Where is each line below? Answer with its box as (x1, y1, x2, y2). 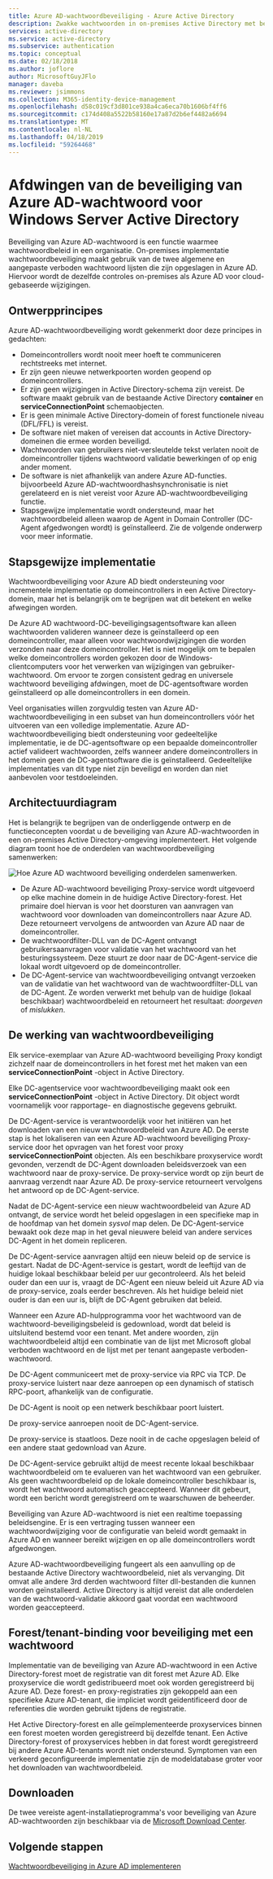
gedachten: (8, 334, 47, 344)
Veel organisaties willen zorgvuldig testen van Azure (8, 703, 184, 713)
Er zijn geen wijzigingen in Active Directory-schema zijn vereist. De (19, 384, 245, 395)
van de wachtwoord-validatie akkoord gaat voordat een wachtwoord (8, 1593, 238, 1603)
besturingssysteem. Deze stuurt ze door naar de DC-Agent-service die (19, 953, 258, 963)
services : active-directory (8, 27, 104, 35)
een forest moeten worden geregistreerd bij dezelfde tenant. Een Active (8, 1728, 248, 1737)
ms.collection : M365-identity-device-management (8, 95, 176, 103)
